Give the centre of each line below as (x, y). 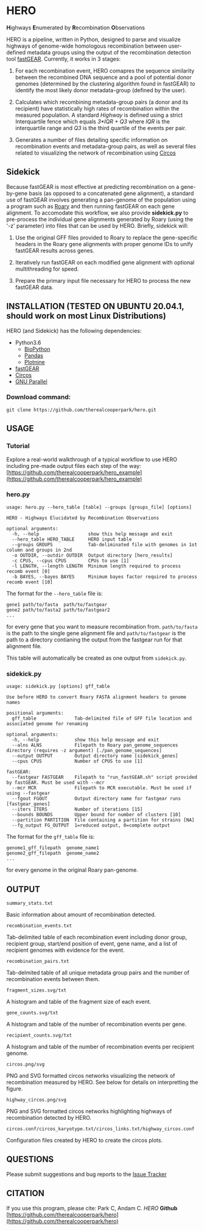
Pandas (34, 356)
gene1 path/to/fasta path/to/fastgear (57, 605)
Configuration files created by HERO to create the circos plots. (85, 1140)
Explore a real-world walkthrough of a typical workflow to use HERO (92, 459)
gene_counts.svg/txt (33, 1013)
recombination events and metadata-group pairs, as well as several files (105, 146)
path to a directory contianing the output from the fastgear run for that (94, 640)
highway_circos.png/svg (37, 1100)
